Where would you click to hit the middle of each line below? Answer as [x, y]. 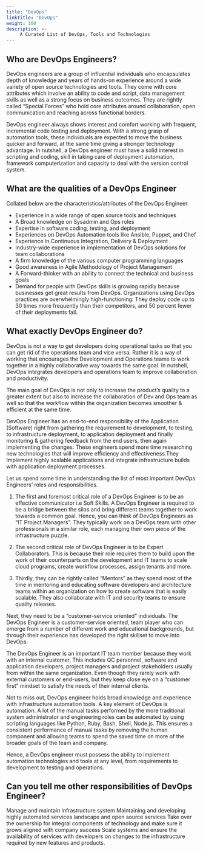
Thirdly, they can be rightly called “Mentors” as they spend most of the [103, 578]
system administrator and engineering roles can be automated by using [95, 717]
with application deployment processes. [56, 466]
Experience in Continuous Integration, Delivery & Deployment [92, 241]
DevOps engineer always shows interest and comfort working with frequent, [101, 124]
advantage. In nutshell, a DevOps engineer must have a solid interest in [95, 150]
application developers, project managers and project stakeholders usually [99, 666]
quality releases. [35, 604]
